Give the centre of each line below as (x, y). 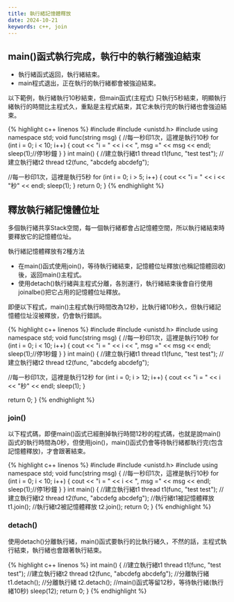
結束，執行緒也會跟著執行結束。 (59, 550)
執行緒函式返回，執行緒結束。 (60, 74)
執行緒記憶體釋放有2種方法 (47, 251)
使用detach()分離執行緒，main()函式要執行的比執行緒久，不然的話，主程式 (114, 541)
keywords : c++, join (38, 26)
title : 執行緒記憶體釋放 (40, 14)
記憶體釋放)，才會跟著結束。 (49, 451)
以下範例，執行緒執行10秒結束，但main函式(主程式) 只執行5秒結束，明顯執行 (117, 98)
